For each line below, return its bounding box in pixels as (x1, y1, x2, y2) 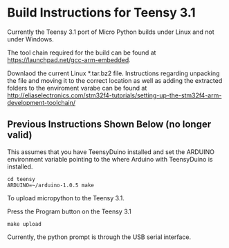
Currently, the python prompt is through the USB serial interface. (7, 233, 192, 241)
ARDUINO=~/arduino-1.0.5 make (7, 182, 95, 189)
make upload (7, 220, 42, 227)
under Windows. (7, 35, 54, 43)
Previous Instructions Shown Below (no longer (7, 119, 212, 131)
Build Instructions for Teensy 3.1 (7, 5, 196, 21)
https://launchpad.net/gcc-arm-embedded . (7, 55, 131, 64)
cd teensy (7, 175, 36, 182)
